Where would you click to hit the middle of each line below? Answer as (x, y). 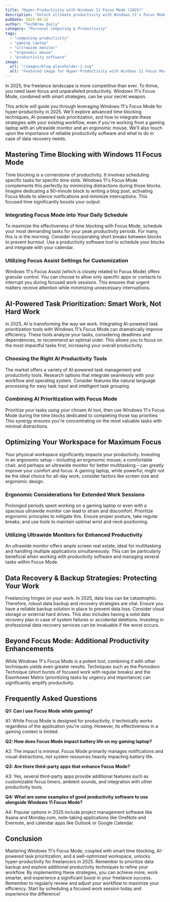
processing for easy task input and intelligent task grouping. (68, 386)
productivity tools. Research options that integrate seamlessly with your (80, 375)
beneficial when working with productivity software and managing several (82, 557)
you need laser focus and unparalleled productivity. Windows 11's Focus (80, 91)
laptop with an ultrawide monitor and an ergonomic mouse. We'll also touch (84, 128)
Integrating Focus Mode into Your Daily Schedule (67, 215)
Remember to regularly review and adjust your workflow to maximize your (82, 883)
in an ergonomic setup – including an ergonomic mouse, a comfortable (79, 460)
